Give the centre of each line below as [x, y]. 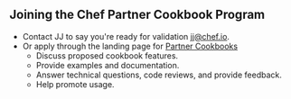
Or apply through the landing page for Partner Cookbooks [130, 46]
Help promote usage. [75, 84]
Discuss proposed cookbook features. [107, 55]
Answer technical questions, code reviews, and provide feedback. [159, 75]
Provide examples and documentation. [108, 65]
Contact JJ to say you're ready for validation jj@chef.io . [126, 36]
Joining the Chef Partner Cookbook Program [137, 15]
